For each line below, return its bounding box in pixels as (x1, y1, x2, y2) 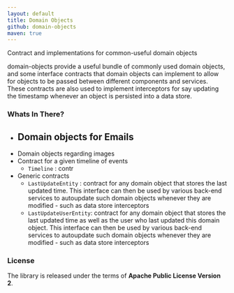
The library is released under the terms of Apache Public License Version (7, 271, 221, 280)
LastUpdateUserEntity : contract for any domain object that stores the (27, 209, 226, 217)
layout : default (7, 10, 54, 17)
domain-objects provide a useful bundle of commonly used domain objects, (7, 62, 226, 70)
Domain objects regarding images (17, 149, 115, 158)
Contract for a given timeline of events (17, 156, 128, 165)
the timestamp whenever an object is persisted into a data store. (7, 92, 192, 100)
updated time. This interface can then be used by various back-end (27, 186, 222, 195)
